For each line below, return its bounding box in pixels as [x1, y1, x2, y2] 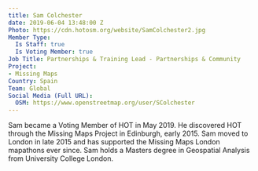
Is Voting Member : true [15, 48, 93, 56]
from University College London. [8, 154, 114, 163]
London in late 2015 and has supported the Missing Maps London [8, 137, 220, 147]
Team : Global [8, 84, 51, 93]
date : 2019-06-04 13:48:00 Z [8, 19, 104, 27]
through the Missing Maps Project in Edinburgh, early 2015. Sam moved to [8, 129, 249, 138]
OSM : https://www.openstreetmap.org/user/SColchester [15, 99, 195, 107]
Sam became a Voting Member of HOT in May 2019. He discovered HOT [8, 121, 242, 130]
